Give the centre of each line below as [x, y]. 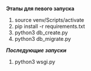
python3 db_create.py [41, 33]
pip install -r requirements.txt [50, 26]
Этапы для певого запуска [40, 9]
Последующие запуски [36, 50]
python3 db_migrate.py [43, 39]
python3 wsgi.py [35, 62]
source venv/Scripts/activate [49, 20]
